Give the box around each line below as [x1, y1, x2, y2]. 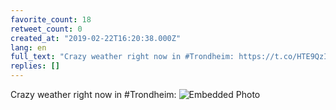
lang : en [10, 42, 47, 53]
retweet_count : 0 [10, 24, 83, 34]
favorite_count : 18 [10, 14, 92, 25]
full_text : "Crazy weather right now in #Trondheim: [10, 52, 235, 62]
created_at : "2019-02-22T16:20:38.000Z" [10, 33, 182, 43]
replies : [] [10, 61, 60, 71]
